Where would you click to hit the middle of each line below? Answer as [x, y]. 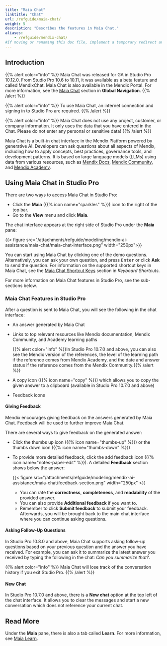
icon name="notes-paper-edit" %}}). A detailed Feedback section [80, 462]
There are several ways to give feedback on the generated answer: [74, 432]
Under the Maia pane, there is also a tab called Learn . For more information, [83, 633]
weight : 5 [15, 24]
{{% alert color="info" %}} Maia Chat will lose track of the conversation [78, 567]
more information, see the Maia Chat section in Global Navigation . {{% [78, 90]
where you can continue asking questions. [63, 519]
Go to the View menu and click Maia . [50, 215]
